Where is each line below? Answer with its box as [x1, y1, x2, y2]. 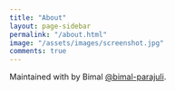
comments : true [9, 47, 67, 56]
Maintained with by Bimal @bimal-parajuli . [9, 71, 167, 82]
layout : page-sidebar [9, 22, 92, 31]
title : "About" [9, 13, 67, 23]
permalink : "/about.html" [9, 30, 107, 39]
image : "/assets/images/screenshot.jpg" [9, 38, 165, 48]
